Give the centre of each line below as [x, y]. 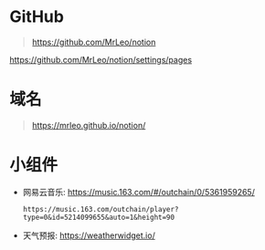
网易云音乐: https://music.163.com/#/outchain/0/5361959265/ [139, 192]
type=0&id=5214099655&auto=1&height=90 [99, 217]
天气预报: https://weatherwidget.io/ [89, 235]
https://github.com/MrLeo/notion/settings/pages [101, 59]
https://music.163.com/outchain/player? [101, 209]
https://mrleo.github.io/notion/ [89, 125]
